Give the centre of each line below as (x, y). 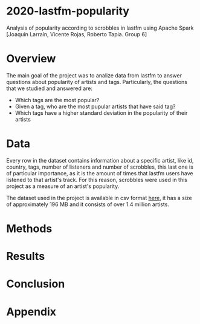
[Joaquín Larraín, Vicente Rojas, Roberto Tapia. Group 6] (77, 34)
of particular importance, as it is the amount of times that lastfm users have (100, 173)
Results (26, 257)
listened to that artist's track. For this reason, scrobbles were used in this (97, 180)
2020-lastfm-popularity (68, 11)
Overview (31, 59)
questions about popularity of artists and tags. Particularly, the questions (97, 82)
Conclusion (36, 284)
